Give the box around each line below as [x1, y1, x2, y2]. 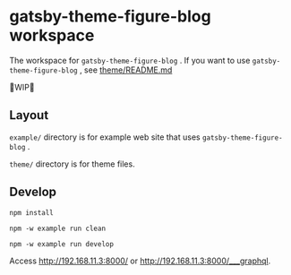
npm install [9, 208, 54, 217]
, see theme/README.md [79, 64, 173, 75]
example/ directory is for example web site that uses [9, 132, 201, 142]
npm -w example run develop [9, 239, 115, 248]
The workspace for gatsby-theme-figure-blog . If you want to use [9, 55, 251, 65]
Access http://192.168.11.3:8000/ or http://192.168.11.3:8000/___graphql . [9, 255, 271, 266]
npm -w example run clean [9, 224, 106, 233]
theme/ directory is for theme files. [9, 159, 136, 169]
